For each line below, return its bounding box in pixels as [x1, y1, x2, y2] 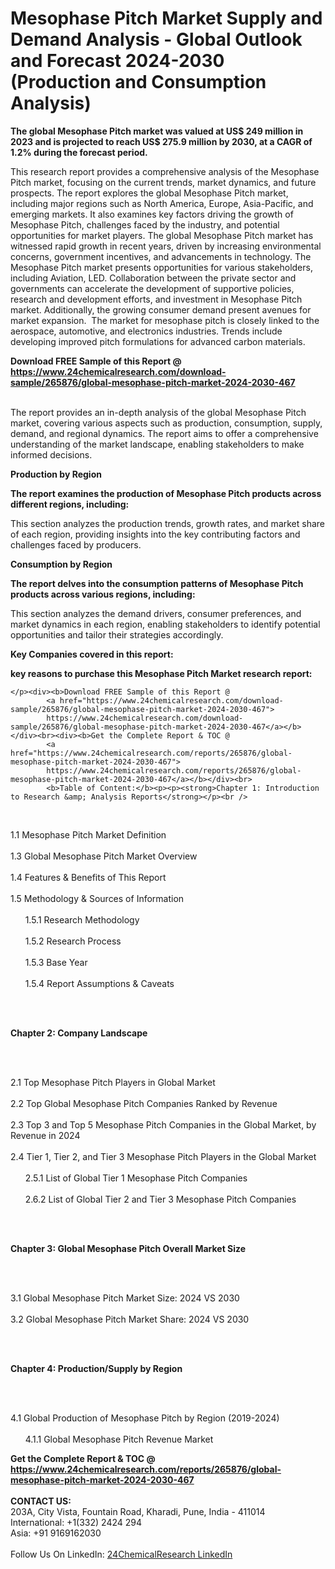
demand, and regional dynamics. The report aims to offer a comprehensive [10, 427, 319, 439]
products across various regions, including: [10, 588, 196, 600]
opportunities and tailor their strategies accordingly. [10, 628, 224, 641]
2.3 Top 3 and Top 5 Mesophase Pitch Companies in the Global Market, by [10, 1118, 317, 1131]
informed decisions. [10, 448, 93, 461]
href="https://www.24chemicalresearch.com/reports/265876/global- [10, 748, 293, 758]
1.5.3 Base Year [24, 956, 88, 968]
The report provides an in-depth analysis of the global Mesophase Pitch [10, 406, 307, 418]
